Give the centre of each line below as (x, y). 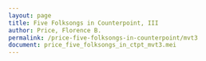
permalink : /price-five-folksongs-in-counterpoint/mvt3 (103, 38)
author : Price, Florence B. (55, 30)
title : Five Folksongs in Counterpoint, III (83, 23)
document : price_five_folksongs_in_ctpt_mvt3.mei (93, 45)
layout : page (30, 15)
